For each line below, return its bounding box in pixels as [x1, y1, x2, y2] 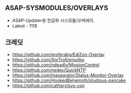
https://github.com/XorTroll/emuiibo [12, 56, 85, 62]
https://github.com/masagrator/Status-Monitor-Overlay [12, 72, 124, 78]
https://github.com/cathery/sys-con [12, 82, 85, 88]
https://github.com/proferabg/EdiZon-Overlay [12, 51, 105, 57]
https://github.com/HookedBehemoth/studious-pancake [12, 77, 126, 83]
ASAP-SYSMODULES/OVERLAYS [5, 4, 108, 12]
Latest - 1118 [12, 23, 38, 29]
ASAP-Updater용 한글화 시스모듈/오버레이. [12, 17, 95, 23]
